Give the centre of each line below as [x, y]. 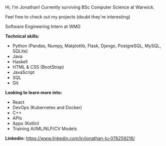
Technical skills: [22, 36]
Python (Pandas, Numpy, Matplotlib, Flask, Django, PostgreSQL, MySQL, [87, 46]
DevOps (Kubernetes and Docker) [47, 107]
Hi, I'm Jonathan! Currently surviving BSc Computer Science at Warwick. [80, 7]
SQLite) [20, 51]
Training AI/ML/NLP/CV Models [45, 129]
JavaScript [23, 72]
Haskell [20, 62]
